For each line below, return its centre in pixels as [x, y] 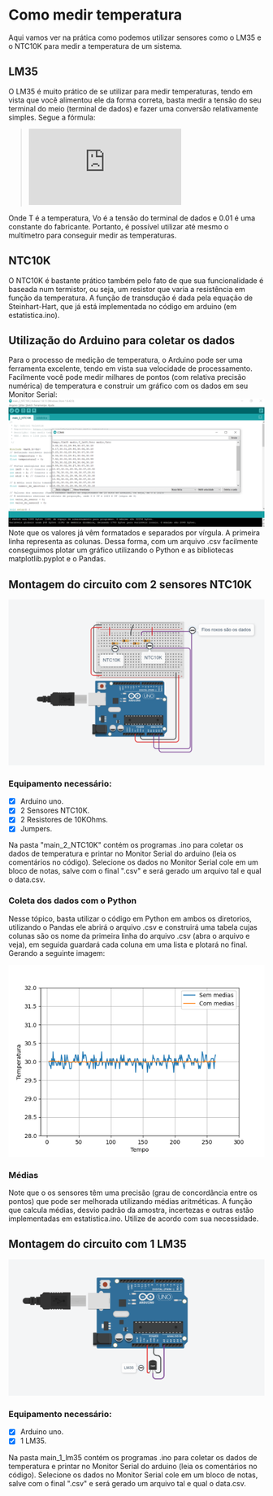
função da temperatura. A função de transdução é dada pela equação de [131, 298]
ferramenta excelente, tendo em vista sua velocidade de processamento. [131, 369]
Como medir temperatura [95, 15]
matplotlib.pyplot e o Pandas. [57, 559]
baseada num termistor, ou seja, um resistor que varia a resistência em [127, 289]
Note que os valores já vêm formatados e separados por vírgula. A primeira [134, 533]
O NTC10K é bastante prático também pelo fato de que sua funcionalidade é [136, 280]
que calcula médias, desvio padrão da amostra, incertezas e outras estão [131, 1210]
